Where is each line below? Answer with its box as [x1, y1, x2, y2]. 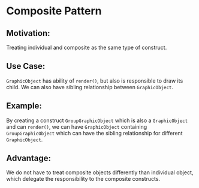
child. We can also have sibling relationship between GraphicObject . [6, 83, 174, 90]
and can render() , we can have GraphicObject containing [6, 123, 147, 130]
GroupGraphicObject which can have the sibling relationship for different [6, 129, 183, 137]
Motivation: [6, 28, 50, 38]
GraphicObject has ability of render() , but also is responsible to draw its [6, 77, 183, 84]
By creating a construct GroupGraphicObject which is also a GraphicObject [6, 117, 188, 124]
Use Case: [6, 61, 46, 71]
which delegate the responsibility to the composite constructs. [6, 175, 161, 183]
